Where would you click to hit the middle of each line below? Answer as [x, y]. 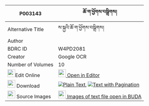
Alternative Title [26, 29]
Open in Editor [84, 75]
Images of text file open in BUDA [104, 97]
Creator [16, 57]
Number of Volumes [31, 64]
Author [15, 41]
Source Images [34, 97]
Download [28, 86]
